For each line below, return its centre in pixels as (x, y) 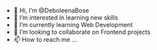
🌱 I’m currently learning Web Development (73, 25)
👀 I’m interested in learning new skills (66, 18)
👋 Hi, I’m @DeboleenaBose (51, 10)
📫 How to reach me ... (45, 40)
